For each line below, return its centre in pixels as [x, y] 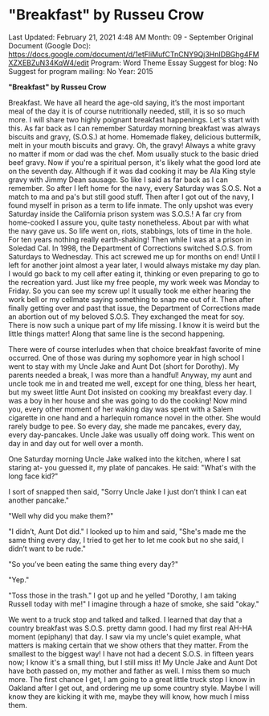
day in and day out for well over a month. [76, 443]
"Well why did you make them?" [61, 515]
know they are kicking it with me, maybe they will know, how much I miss [129, 696]
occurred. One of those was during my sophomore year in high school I [126, 358]
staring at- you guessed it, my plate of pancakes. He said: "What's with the [132, 467]
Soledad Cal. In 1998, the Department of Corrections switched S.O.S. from [130, 248]
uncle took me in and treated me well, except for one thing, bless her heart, [132, 383]
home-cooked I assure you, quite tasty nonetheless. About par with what [129, 222]
